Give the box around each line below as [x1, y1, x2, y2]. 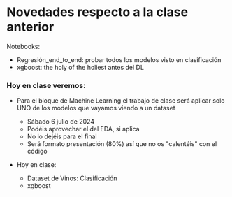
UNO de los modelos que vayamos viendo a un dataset [16, 104, 175, 112]
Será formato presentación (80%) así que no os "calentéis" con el [27, 140, 217, 148]
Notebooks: [6, 42, 41, 50]
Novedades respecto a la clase [6, 4, 189, 20]
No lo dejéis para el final [27, 132, 97, 140]
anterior [6, 19, 55, 35]
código [27, 147, 48, 156]
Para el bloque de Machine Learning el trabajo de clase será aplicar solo [16, 96, 225, 105]
